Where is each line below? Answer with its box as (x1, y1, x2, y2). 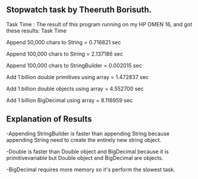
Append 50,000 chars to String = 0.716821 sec (6, 38, 121, 45)
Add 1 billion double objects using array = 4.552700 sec (6, 85, 144, 92)
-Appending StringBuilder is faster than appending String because (6, 130, 170, 137)
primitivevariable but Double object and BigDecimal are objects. (6, 154, 164, 161)
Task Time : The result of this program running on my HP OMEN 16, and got (6, 20, 193, 28)
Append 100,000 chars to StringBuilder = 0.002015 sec (6, 62, 142, 69)
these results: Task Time (6, 27, 67, 34)
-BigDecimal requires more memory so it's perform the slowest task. (6, 166, 175, 173)
